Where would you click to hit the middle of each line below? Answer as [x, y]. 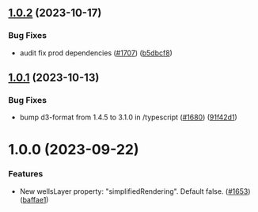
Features [26, 174]
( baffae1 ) [34, 199]
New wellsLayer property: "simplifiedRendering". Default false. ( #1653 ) [135, 191]
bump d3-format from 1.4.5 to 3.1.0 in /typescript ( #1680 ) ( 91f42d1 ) [128, 117]
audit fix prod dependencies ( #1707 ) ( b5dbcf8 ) [96, 53]
